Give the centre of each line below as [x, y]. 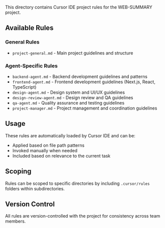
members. [16, 221]
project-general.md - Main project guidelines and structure [73, 53]
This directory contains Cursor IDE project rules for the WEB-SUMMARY [79, 7]
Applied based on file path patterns [48, 145]
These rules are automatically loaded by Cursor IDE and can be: [70, 135]
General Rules [22, 42]
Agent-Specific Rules [31, 65]
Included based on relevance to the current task [61, 156]
